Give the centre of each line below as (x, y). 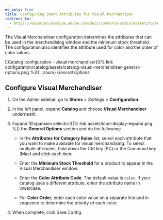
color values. (18, 53)
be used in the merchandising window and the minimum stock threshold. (78, 42)
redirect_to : (18, 19)
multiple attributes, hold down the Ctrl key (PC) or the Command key (88, 149)
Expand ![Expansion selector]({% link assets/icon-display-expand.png (82, 124)
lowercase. (30, 188)
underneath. (24, 114)
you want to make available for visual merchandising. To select (82, 143)
